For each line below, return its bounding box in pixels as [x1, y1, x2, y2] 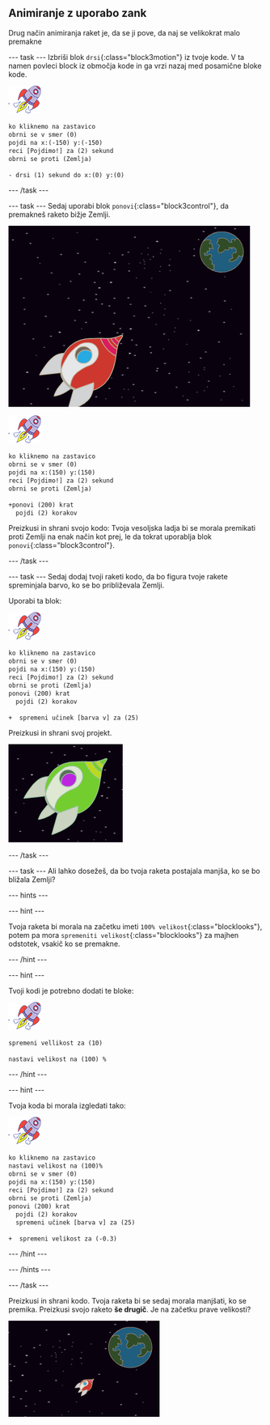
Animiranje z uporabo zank [8, 6, 147, 20]
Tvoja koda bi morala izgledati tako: [8, 1101, 127, 1110]
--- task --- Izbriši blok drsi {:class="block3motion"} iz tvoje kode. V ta [8, 52, 245, 61]
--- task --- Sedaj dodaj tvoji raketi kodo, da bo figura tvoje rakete [8, 571, 228, 581]
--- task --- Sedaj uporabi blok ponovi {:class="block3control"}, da [8, 201, 229, 210]
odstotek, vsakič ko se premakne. [8, 939, 120, 948]
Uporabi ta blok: [8, 596, 62, 605]
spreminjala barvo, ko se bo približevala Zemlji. [8, 580, 165, 590]
